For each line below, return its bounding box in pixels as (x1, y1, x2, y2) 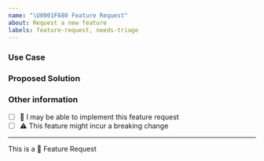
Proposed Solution (8, 73, 81, 84)
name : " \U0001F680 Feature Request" (8, 11, 128, 20)
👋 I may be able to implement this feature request (19, 112, 179, 122)
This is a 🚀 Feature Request (8, 144, 97, 153)
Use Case (8, 52, 46, 63)
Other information (8, 94, 79, 105)
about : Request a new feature (8, 19, 108, 27)
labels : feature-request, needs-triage (8, 26, 139, 34)
